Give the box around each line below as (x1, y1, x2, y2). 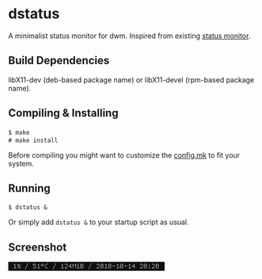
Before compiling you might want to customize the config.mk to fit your (8, 150, 240, 159)
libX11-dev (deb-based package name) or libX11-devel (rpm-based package (8, 75, 255, 84)
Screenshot (8, 240, 67, 254)
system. (8, 159, 34, 168)
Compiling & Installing (8, 106, 119, 120)
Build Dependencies (8, 54, 110, 67)
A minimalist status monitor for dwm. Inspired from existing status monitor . (8, 31, 251, 40)
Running (8, 182, 51, 195)
